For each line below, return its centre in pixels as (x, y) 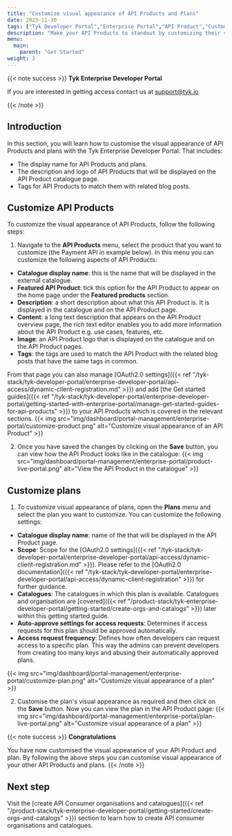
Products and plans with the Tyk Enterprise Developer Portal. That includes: (115, 151)
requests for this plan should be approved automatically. (97, 631)
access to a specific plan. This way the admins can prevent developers (118, 645)
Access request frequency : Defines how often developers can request (118, 638)
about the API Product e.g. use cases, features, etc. (90, 332)
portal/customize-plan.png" (47, 681)
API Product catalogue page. (58, 179)
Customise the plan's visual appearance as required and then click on (116, 701)
